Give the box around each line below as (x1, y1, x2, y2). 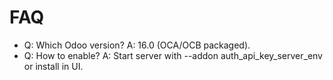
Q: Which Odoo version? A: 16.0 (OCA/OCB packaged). (23, 39, 251, 51)
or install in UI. (23, 60, 84, 72)
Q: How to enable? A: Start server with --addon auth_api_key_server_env (23, 49, 323, 61)
